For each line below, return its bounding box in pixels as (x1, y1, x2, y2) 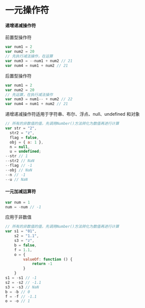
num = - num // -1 (5, 204, 41, 209)
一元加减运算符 (5, 188, 36, 194)
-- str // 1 (5, 154, 28, 159)
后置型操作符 (5, 73, 31, 79)
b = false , (14, 242, 37, 248)
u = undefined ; (9, 149, 41, 154)
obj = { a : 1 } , (9, 140, 43, 145)
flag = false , (9, 135, 39, 140)
